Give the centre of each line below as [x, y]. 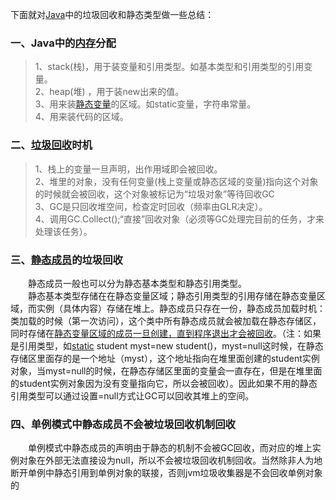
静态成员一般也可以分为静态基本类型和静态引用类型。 [137, 283]
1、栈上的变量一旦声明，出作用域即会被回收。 [128, 169]
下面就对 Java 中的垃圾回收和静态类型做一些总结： [112, 14]
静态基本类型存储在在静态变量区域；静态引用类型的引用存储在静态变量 [172, 295]
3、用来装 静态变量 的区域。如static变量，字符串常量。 [145, 104]
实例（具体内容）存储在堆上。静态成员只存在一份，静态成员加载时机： [181, 308]
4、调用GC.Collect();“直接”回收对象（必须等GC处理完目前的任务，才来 [179, 219]
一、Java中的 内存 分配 [63, 43]
